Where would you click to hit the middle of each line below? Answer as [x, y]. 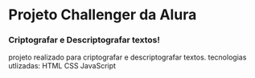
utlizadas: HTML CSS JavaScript [62, 66]
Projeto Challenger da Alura [103, 15]
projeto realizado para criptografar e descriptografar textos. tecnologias [127, 57]
